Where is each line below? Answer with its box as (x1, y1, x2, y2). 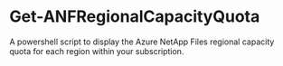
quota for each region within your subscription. (9, 45, 184, 56)
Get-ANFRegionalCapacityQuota (9, 6, 260, 27)
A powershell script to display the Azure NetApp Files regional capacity (9, 36, 275, 47)
